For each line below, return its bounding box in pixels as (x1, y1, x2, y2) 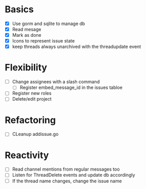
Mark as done (12, 32, 41, 38)
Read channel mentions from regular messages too (12, 166, 120, 172)
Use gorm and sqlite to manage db (12, 20, 85, 27)
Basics (5, 4, 34, 15)
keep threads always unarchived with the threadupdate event (12, 43, 141, 50)
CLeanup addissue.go (12, 131, 59, 137)
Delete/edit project (12, 96, 52, 102)
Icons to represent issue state (12, 38, 75, 44)
